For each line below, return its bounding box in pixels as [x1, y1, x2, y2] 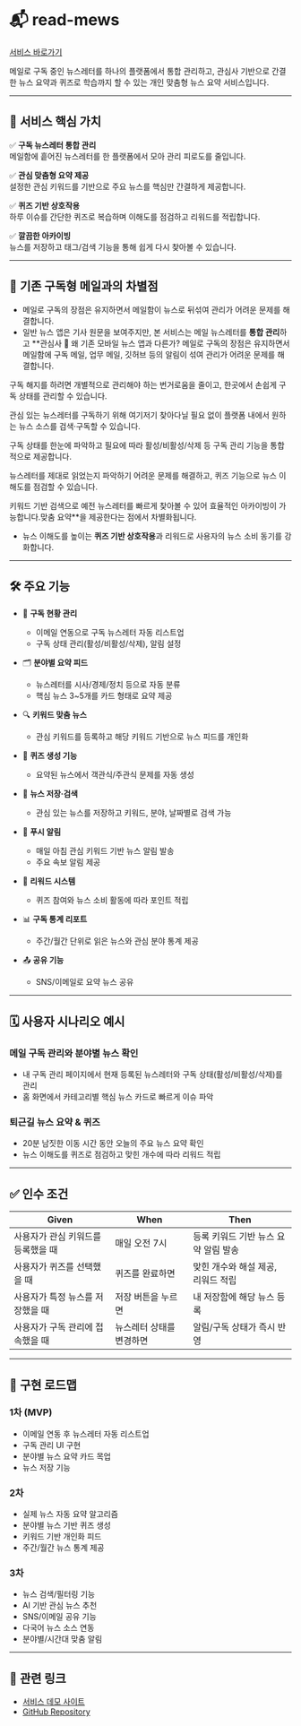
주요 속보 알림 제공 [35, 857, 101, 867]
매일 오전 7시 [115, 1237, 168, 1249]
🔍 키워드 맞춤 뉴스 [21, 710, 88, 721]
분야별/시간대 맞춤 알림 [21, 1634, 103, 1644]
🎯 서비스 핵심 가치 [9, 114, 101, 129]
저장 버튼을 [115, 1290, 159, 1303]
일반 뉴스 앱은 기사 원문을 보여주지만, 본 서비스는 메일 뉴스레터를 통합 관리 [21, 326, 280, 337]
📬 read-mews [9, 10, 120, 30]
